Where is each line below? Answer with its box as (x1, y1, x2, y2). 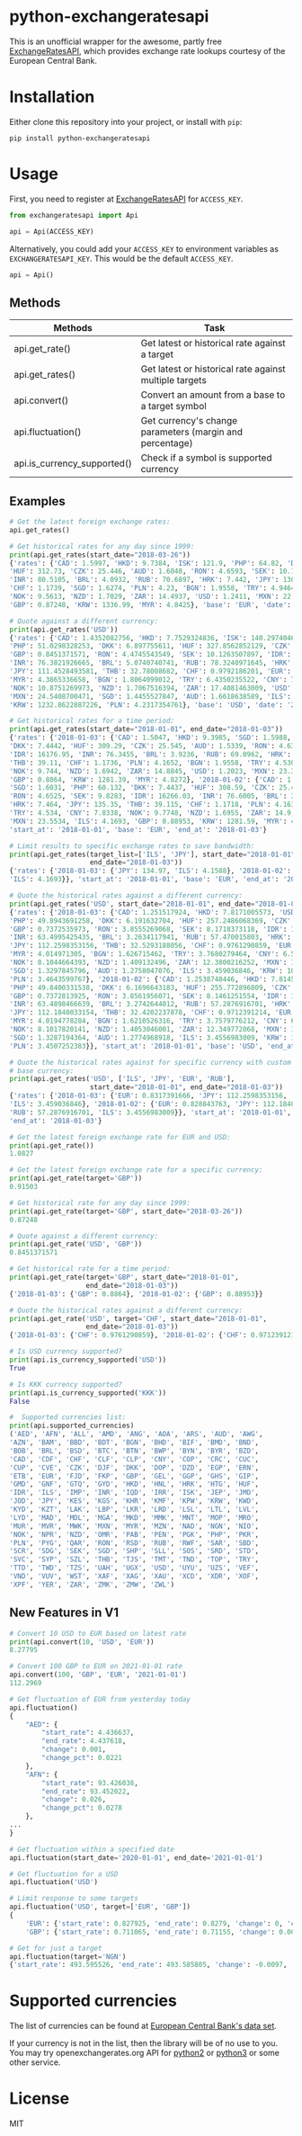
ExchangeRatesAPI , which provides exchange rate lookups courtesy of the (9, 45, 286, 56)
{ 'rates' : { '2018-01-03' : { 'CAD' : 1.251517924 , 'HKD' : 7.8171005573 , (9, 907, 276, 916)
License (9, 2088, 70, 2109)
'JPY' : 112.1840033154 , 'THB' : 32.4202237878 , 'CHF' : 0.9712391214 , (9, 1008, 271, 1017)
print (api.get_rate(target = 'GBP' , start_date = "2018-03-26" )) (9, 1207, 244, 1216)
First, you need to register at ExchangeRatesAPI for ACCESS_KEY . (9, 193, 244, 204)
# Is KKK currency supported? (9, 1380, 123, 1389)
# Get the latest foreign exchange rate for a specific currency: (9, 1166, 263, 1175)
